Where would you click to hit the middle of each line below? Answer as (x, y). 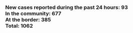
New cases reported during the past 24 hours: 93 (66, 7)
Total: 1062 (19, 26)
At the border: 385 (28, 20)
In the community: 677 (33, 13)
